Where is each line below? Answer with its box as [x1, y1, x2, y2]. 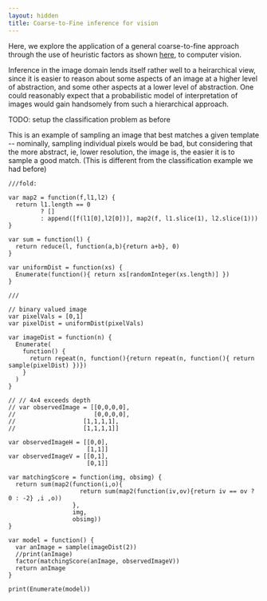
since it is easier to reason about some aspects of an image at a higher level [8, 74, 257, 83]
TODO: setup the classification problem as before [8, 114, 171, 124]
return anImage [15, 564, 66, 572]
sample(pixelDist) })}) [8, 361, 88, 369]
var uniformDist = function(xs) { [8, 263, 124, 272]
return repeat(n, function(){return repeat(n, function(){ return [29, 354, 255, 362]
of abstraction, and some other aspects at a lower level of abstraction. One [8, 82, 254, 92]
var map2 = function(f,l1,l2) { [8, 193, 116, 201]
